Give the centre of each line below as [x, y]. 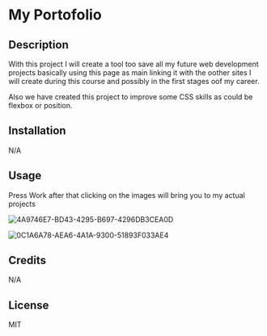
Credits [28, 260]
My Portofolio [55, 15]
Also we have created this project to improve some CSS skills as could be [131, 97]
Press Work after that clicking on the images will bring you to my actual [127, 195]
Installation [37, 131]
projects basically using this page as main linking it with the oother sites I [130, 73]
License [29, 305]
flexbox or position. [40, 105]
